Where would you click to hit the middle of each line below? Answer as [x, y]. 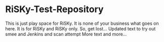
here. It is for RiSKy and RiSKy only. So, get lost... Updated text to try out [80, 28]
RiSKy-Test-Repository [54, 9]
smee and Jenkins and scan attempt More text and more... [66, 34]
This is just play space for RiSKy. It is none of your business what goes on [82, 23]
